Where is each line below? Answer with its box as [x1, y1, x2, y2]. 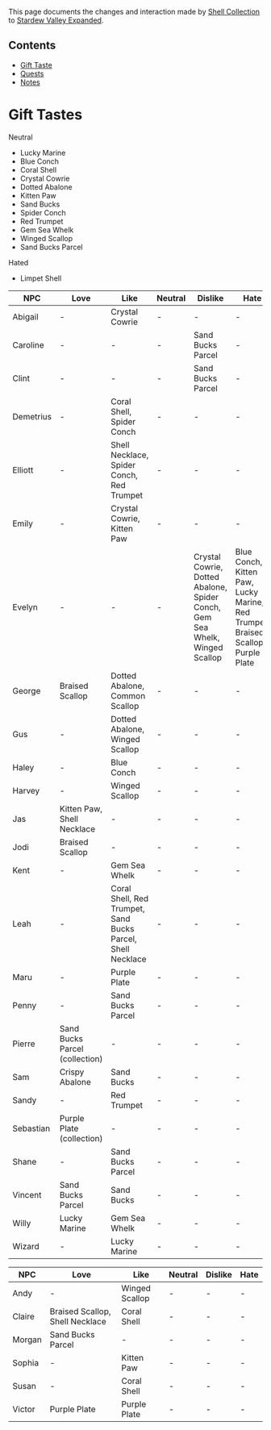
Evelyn [12, 601, 39, 612]
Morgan [12, 1334, 43, 1345]
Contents [8, 39, 56, 52]
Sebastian [12, 1123, 51, 1134]
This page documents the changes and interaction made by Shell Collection [8, 7, 261, 16]
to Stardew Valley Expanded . [8, 15, 104, 25]
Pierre [12, 1038, 35, 1049]
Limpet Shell [19, 273, 62, 283]
